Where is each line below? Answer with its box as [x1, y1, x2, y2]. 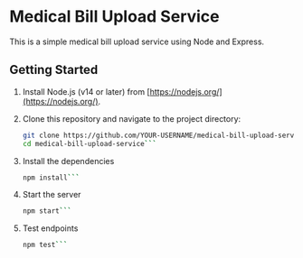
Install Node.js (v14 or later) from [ [22, 86, 151, 97]
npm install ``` [22, 173, 80, 182]
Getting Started [9, 62, 99, 78]
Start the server [22, 189, 81, 200]
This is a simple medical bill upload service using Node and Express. [9, 36, 265, 47]
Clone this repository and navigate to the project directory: [22, 113, 241, 124]
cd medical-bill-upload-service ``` [22, 139, 157, 148]
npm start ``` [22, 207, 72, 216]
